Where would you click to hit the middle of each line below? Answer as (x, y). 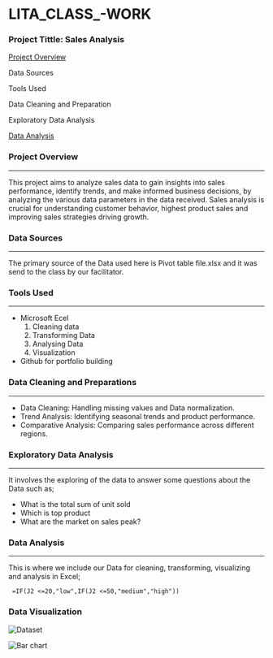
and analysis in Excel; (45, 577)
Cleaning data (56, 327)
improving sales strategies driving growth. (79, 217)
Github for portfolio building (67, 361)
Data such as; (31, 488)
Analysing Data (58, 344)
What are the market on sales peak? (80, 522)
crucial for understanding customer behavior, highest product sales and (128, 208)
